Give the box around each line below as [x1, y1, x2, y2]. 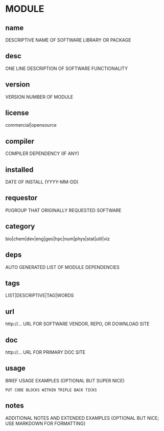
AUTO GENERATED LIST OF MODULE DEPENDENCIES [5, 264, 120, 270]
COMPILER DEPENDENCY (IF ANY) [5, 150, 79, 156]
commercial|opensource [5, 122, 57, 128]
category [5, 222, 35, 231]
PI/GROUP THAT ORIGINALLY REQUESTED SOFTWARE [5, 207, 122, 213]
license [5, 108, 29, 118]
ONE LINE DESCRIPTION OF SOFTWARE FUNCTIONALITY [5, 65, 128, 72]
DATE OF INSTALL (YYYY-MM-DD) [5, 179, 79, 185]
